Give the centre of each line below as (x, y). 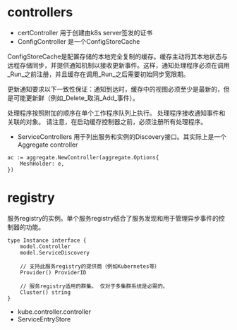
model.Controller (45, 246)
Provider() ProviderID (53, 272)
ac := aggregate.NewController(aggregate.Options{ (83, 157)
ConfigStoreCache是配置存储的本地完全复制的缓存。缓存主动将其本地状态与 (117, 56)
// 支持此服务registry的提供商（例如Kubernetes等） (90, 266)
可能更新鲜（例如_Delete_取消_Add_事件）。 (76, 98)
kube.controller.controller (54, 312)
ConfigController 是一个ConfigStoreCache (79, 41)
